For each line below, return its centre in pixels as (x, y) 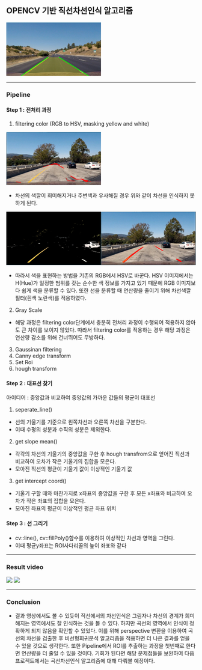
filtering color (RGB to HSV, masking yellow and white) (82, 123)
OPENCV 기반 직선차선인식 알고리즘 (70, 11)
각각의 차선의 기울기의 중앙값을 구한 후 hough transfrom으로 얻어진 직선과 (102, 454)
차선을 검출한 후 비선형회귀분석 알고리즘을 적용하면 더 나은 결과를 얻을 (108, 638)
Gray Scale (29, 310)
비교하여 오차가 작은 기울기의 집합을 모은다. (66, 461)
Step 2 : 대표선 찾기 (29, 383)
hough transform (36, 369)
